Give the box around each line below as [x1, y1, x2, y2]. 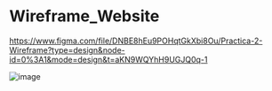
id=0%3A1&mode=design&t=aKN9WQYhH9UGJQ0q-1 [9, 54, 208, 64]
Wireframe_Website [9, 6, 160, 27]
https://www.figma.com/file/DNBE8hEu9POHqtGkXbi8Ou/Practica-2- [9, 35, 263, 46]
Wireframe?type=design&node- [9, 44, 126, 55]
